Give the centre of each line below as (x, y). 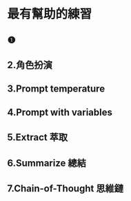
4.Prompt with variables (60, 112)
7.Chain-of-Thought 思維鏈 (65, 188)
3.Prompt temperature (56, 89)
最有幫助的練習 (50, 14)
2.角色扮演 (30, 65)
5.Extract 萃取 (37, 137)
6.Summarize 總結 (47, 163)
